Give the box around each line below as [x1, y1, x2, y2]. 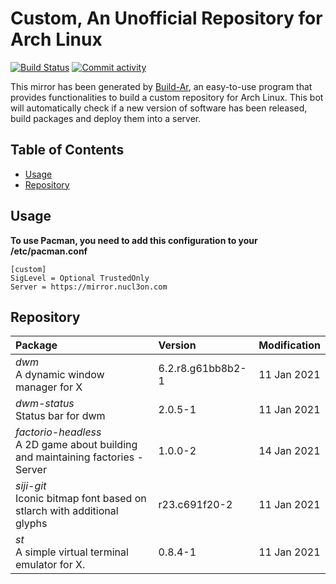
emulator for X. [15, 558, 86, 572]
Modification [258, 338, 321, 352]
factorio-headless [15, 425, 102, 439]
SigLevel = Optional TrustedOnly [10, 273, 150, 283]
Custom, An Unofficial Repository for [10, 7, 323, 30]
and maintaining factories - [15, 450, 144, 464]
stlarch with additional [15, 504, 119, 518]
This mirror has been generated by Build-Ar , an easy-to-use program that [10, 80, 313, 92]
